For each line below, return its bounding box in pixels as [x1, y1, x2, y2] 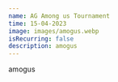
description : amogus [8, 42, 78, 50]
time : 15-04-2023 [8, 19, 67, 28]
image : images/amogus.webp [8, 27, 99, 35]
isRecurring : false [8, 34, 74, 43]
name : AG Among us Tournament [8, 11, 111, 20]
